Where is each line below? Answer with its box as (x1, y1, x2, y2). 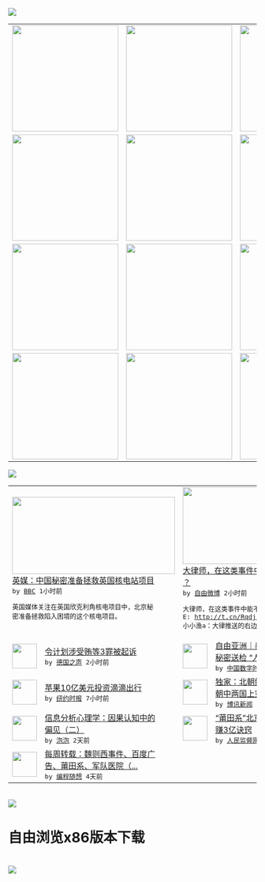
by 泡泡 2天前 (44, 736, 91, 744)
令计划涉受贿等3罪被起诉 (44, 646, 137, 657)
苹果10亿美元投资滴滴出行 (44, 683, 142, 693)
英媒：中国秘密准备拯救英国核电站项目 (12, 574, 155, 585)
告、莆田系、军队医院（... (44, 760, 138, 771)
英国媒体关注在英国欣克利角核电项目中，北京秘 (12, 602, 154, 611)
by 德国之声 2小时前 (44, 658, 110, 666)
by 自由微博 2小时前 (182, 589, 248, 597)
